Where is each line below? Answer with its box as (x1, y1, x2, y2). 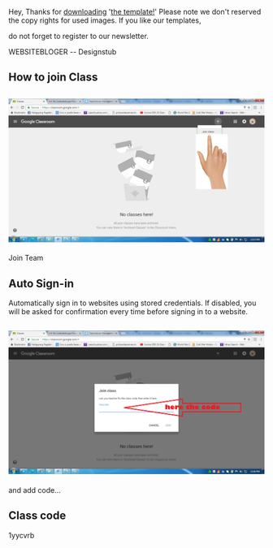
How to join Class (8, 71, 98, 84)
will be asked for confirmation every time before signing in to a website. (8, 307, 248, 317)
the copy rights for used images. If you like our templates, (8, 15, 201, 25)
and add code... (8, 485, 61, 494)
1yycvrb (8, 530, 35, 540)
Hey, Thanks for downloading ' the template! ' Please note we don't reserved (8, 7, 262, 16)
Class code (8, 509, 67, 523)
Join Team (8, 253, 44, 263)
